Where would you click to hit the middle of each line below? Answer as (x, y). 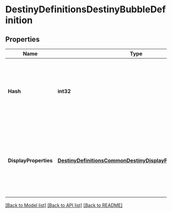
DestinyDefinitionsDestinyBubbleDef (86, 9)
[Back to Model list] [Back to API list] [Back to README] (64, 205)
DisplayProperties (30, 160)
